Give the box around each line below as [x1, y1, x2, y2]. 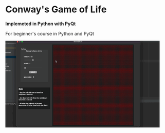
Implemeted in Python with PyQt [5, 21, 76, 27]
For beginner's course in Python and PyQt [5, 30, 94, 36]
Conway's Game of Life [5, 4, 107, 15]
